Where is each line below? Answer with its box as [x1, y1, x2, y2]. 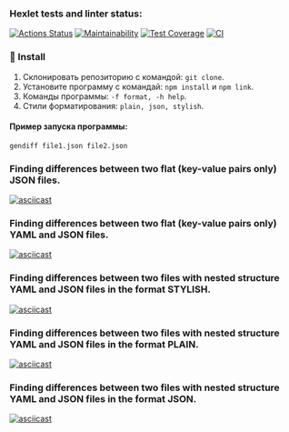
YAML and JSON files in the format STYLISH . [9, 283, 212, 296]
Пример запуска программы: [9, 121, 128, 132]
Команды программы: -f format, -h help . [22, 90, 187, 102]
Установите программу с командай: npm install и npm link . [22, 81, 254, 92]
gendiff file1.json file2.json [9, 141, 128, 150]
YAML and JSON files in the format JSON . [9, 392, 197, 405]
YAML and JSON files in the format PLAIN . [9, 337, 199, 350]
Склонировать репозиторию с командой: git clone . [22, 71, 224, 82]
